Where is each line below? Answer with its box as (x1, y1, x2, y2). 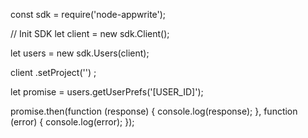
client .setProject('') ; (10, 67, 97, 78)
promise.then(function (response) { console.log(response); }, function (10, 105, 298, 117)
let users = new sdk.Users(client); (10, 47, 150, 59)
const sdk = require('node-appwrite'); (10, 9, 167, 20)
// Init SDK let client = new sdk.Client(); (10, 28, 170, 39)
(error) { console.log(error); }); (10, 116, 135, 128)
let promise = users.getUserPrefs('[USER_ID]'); (10, 86, 204, 98)
